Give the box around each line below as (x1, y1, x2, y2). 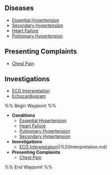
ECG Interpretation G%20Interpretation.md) (19, 144, 108, 150)
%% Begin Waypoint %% (4, 103, 56, 109)
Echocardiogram (11, 93, 46, 99)
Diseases (4, 4, 34, 12)
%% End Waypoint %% (4, 164, 53, 170)
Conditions (11, 113, 36, 118)
